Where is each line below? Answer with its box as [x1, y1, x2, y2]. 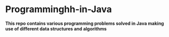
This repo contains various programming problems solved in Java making [5, 20, 164, 26]
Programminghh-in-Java [5, 4, 112, 15]
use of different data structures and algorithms [5, 25, 107, 31]
